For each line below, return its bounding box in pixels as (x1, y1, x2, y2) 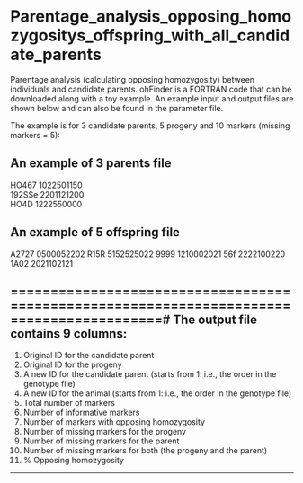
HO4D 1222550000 (10, 198, 83, 209)
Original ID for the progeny (22, 359, 122, 370)
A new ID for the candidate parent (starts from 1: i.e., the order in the (22, 369, 277, 380)
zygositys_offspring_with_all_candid (10, 25, 290, 46)
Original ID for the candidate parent (22, 350, 155, 361)
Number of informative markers (22, 407, 140, 418)
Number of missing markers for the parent (22, 435, 180, 446)
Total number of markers (22, 398, 116, 408)
